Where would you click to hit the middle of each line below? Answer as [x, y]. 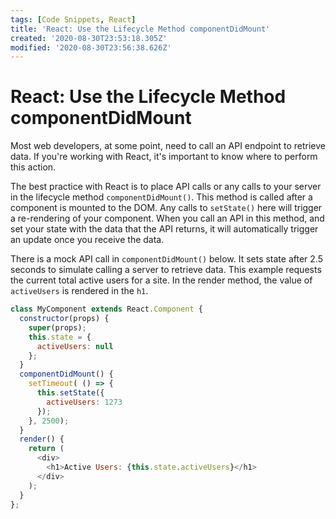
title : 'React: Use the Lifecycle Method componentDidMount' [140, 29]
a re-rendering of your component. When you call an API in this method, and [167, 218]
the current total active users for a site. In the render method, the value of [161, 280]
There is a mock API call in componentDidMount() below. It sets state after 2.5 [166, 259]
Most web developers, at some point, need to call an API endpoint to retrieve [168, 146]
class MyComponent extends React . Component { [106, 309]
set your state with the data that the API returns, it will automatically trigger [164, 229]
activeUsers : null [75, 346]
